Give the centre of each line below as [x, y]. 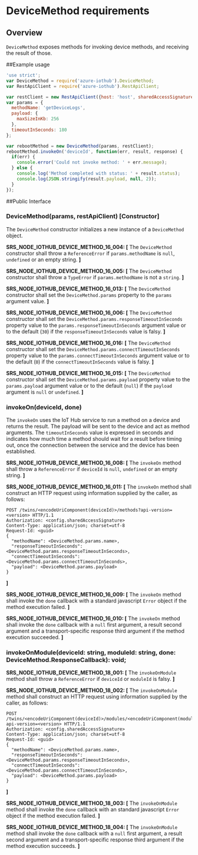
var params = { [25, 102]
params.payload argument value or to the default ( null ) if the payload [89, 385]
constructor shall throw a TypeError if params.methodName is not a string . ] [95, 277]
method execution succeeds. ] [43, 846]
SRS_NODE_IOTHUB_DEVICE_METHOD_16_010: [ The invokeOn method [93, 618]
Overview [24, 33]
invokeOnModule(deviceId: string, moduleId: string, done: [91, 653]
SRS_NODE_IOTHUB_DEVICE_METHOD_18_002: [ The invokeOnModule [92, 690]
